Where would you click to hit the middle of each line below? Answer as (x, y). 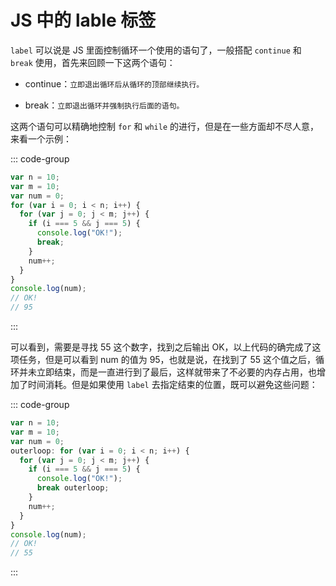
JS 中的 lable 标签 (83, 20)
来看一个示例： (41, 138)
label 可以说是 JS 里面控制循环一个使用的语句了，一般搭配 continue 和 (156, 50)
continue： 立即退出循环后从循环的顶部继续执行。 (114, 83)
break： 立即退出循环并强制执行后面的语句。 (104, 105)
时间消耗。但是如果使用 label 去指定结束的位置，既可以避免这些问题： (172, 385)
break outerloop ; (73, 488)
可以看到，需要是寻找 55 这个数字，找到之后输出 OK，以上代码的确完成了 (161, 347)
